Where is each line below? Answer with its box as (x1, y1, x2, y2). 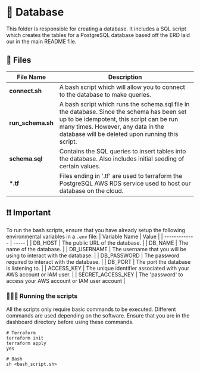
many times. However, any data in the (59, 122, 165, 131)
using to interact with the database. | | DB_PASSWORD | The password (6, 252, 180, 259)
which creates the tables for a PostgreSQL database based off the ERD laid (6, 31, 190, 38)
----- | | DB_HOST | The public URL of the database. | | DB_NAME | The (12, 239, 189, 246)
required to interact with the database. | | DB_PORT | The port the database (6, 258, 191, 265)
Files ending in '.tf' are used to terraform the (59, 171, 183, 180)
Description (108, 73, 142, 81)
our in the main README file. (6, 38, 77, 45)
